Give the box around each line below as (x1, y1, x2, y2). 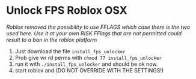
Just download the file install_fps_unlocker (14, 47, 126, 54)
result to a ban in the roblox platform (6, 36, 97, 43)
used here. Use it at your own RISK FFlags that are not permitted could (6, 29, 182, 37)
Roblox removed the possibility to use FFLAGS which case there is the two (6, 23, 191, 31)
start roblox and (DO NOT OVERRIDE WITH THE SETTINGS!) (14, 66, 164, 74)
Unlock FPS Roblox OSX (6, 4, 127, 17)
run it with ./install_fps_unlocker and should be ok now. (14, 60, 158, 68)
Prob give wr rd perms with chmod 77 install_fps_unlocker (14, 54, 162, 61)
